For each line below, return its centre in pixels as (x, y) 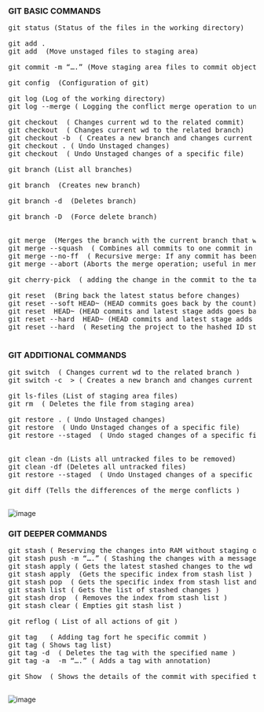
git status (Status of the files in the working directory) (126, 28)
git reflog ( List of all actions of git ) (93, 621)
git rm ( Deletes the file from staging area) (101, 404)
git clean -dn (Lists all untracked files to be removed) (122, 459)
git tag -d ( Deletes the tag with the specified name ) (122, 653)
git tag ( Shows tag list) (60, 645)
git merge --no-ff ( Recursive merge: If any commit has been (132, 256)
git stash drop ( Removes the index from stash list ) (118, 597)
